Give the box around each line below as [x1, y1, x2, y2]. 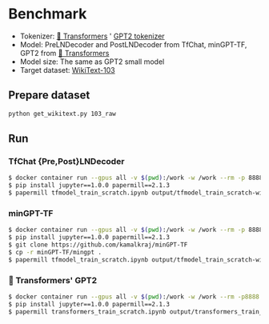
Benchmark [8, 5, 87, 23]
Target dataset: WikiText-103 [19, 65, 115, 74]
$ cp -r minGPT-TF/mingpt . [8, 248, 102, 256]
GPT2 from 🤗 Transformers [19, 48, 110, 58]
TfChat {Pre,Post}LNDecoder [8, 155, 125, 166]
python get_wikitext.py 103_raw [8, 110, 116, 118]
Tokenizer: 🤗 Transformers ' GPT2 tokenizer [19, 31, 166, 41]
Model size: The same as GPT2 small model [19, 57, 165, 66]
